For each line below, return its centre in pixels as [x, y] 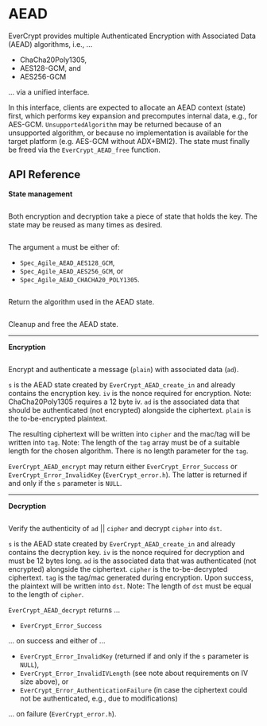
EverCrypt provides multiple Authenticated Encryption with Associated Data [132, 36]
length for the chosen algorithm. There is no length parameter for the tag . [128, 451]
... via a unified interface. [49, 91]
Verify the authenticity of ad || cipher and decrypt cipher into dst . [115, 528]
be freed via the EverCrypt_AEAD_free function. [85, 149]
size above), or [44, 681]
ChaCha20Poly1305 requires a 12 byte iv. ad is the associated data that [124, 402]
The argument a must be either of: [64, 247]
